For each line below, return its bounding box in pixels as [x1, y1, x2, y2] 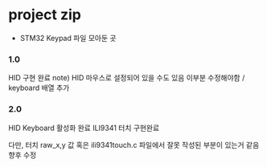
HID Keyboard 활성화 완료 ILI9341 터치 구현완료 [8, 123, 160, 132]
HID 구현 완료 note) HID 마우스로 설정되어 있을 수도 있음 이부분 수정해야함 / [8, 73, 245, 83]
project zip [8, 6, 82, 24]
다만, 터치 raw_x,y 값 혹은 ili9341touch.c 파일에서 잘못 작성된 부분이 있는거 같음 [8, 140, 260, 149]
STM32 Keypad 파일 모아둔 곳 [19, 33, 117, 43]
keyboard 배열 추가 [8, 83, 70, 93]
